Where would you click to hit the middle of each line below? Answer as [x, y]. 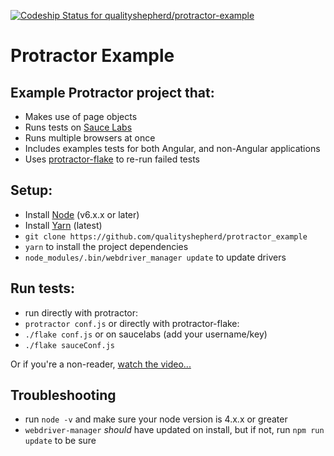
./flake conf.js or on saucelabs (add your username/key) [146, 334]
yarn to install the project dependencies [106, 246]
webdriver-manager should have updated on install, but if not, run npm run [174, 430]
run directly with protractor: [81, 312]
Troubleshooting [63, 395]
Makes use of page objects [81, 116]
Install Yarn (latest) [63, 225]
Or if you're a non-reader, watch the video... [101, 364]
